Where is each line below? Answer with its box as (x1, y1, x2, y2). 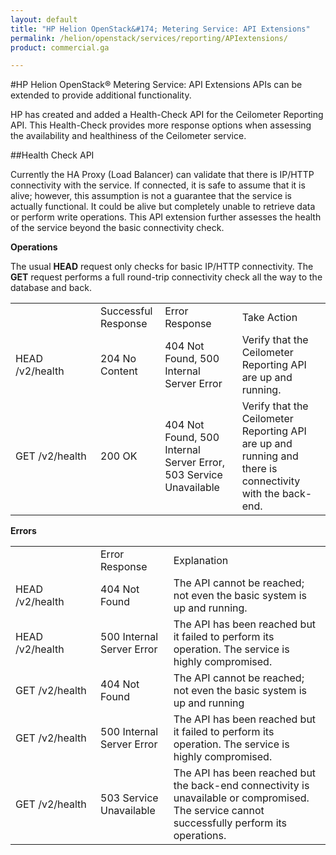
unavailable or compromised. (173, 791, 310, 805)
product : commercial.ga (10, 42, 110, 53)
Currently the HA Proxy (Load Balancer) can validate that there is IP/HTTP (10, 169, 315, 181)
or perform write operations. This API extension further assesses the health (10, 211, 322, 223)
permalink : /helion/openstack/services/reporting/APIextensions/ (10, 33, 288, 43)
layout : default (10, 14, 78, 25)
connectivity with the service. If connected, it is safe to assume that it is (10, 179, 306, 191)
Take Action (241, 311, 298, 325)
